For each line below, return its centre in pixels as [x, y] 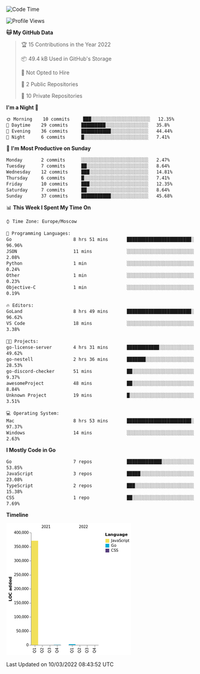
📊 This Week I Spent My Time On [49, 207]
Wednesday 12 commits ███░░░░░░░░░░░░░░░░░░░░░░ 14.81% [89, 172]
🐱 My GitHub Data [30, 32]
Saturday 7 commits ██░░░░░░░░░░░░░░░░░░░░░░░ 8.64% [88, 190]
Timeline [17, 515]
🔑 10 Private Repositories [51, 96]
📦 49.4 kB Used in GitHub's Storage [66, 59]
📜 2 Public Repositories [49, 84]
